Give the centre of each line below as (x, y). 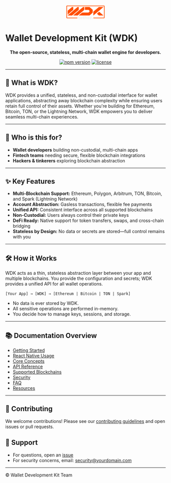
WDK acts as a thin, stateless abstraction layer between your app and (78, 273)
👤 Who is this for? (34, 138)
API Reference (28, 366)
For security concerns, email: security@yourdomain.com (72, 460)
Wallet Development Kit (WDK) (72, 38)
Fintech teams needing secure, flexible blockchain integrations (79, 155)
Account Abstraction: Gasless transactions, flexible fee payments (82, 205)
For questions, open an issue (43, 455)
